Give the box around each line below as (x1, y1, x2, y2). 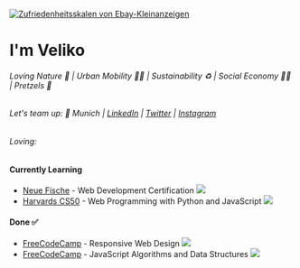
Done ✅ (9, 217, 39, 227)
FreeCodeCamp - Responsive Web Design (22, 238, 181, 249)
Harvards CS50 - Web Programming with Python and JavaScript (22, 196, 262, 207)
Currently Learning (9, 163, 83, 175)
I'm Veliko (9, 41, 86, 60)
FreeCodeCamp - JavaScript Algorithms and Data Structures (22, 249, 248, 260)
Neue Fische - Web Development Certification (22, 185, 194, 196)
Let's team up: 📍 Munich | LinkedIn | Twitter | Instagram (9, 108, 217, 119)
